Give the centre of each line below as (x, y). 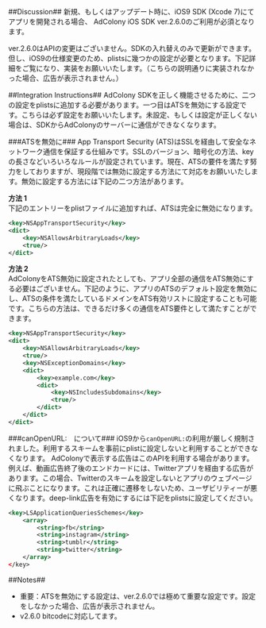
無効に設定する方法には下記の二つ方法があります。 (104, 181)
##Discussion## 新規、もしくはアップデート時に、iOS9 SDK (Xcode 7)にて (131, 12)
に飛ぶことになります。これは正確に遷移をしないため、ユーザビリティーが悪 (133, 487)
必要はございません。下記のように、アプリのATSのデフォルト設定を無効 (133, 289)
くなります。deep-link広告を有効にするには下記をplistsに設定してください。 (133, 498)
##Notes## (27, 580)
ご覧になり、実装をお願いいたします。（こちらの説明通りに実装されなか (138, 68)
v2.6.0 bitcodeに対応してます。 (70, 616)
